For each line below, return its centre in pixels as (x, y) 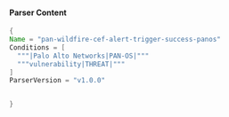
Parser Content (38, 12)
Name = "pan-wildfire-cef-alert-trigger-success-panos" (115, 40)
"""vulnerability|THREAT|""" (71, 64)
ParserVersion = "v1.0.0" (57, 81)
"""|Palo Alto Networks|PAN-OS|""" (83, 56)
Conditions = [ (37, 47)
